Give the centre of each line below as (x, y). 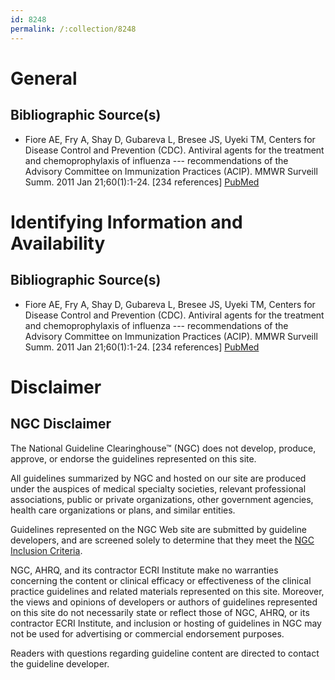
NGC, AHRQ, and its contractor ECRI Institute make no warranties (144, 570)
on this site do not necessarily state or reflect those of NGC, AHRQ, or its (160, 612)
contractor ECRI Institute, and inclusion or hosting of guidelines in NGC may (166, 623)
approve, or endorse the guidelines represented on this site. (133, 458)
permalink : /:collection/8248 (73, 29)
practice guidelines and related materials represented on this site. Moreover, (167, 591)
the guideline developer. (60, 663)
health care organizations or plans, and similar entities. (123, 510)
